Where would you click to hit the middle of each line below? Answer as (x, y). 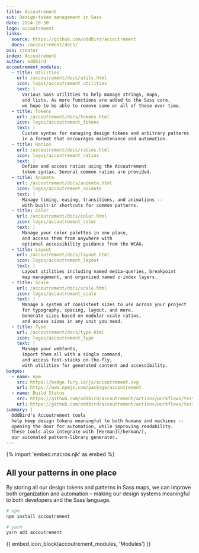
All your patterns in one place (62, 473)
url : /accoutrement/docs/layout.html (63, 255)
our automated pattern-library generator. (65, 438)
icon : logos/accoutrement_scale (57, 294)
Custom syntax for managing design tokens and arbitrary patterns (105, 133)
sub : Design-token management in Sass (54, 17)
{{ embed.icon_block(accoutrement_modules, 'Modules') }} (78, 544)
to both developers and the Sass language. (59, 499)
